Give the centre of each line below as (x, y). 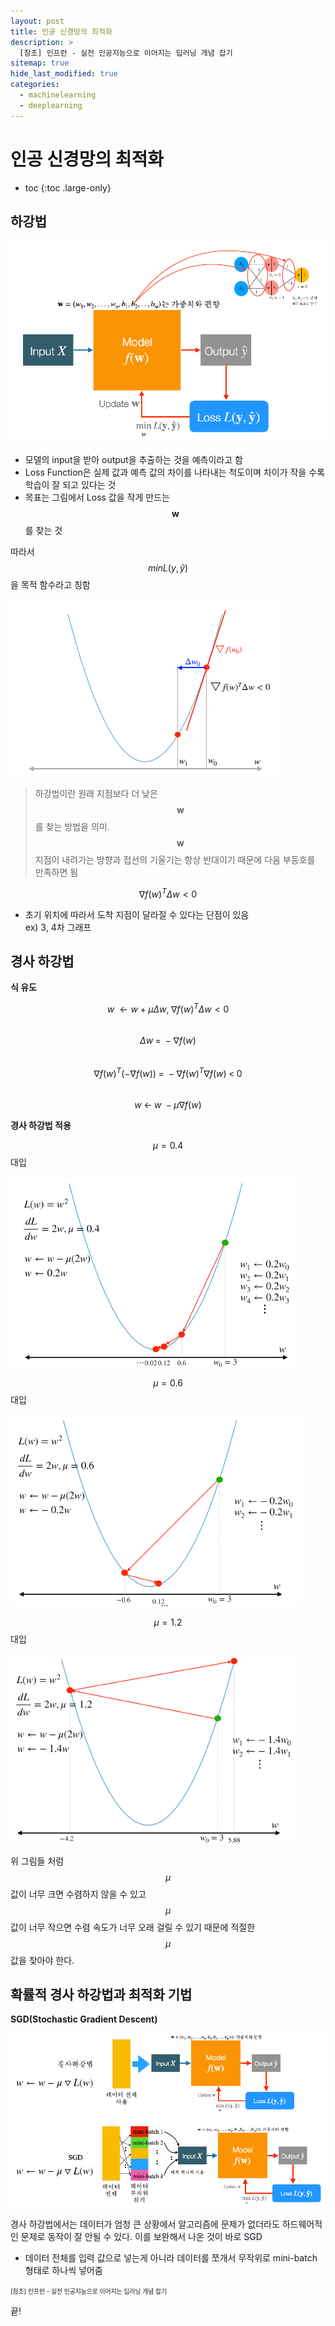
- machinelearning (58, 95)
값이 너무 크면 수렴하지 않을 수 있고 (78, 1894)
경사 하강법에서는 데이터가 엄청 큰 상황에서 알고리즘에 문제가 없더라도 (145, 2224)
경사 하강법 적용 (41, 1125)
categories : (35, 85)
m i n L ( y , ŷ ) (168, 567)
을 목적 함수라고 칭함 (50, 584)
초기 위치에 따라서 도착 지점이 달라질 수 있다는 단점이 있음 (137, 914)
